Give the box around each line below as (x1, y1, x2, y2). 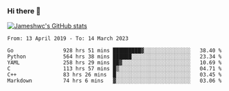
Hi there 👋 (7, 6, 42, 16)
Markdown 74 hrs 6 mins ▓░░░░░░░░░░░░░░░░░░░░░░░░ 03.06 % (7, 77, 222, 85)
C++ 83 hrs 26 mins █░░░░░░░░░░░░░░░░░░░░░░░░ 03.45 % (7, 72, 222, 79)
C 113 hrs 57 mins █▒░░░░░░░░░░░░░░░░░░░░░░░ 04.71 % (7, 65, 222, 72)
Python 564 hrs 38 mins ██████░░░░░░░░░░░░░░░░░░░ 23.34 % (7, 53, 222, 61)
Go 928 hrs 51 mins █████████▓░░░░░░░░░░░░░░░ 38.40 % (7, 48, 222, 54)
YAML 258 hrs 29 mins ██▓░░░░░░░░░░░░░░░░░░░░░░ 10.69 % (7, 59, 222, 66)
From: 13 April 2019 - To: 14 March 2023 (7, 35, 129, 42)
